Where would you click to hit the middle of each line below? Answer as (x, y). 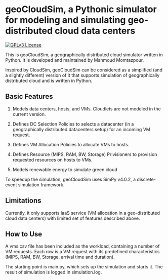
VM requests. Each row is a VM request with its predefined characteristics (82, 252)
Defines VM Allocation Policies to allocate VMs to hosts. (71, 144)
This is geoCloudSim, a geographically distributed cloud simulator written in (84, 55)
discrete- (146, 179)
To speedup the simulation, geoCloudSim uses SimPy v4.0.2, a (71, 179)
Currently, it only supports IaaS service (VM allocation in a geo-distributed (83, 213)
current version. (29, 114)
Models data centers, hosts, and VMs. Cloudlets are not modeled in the (87, 109)
